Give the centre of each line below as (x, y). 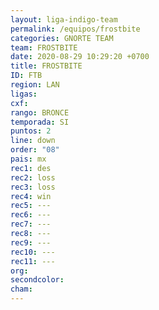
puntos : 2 (31, 131)
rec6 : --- (31, 215)
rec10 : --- (33, 252)
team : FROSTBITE (44, 47)
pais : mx (28, 159)
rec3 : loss (33, 187)
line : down (33, 141)
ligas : (24, 94)
